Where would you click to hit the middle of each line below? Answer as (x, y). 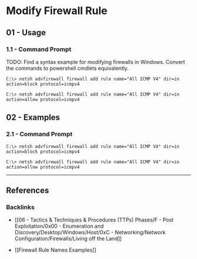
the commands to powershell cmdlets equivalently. (67, 68)
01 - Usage (26, 33)
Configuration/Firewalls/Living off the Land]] (68, 238)
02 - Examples (33, 118)
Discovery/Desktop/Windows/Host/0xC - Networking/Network (90, 233)
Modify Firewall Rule (57, 11)
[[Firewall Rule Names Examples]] (55, 250)
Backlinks (21, 207)
